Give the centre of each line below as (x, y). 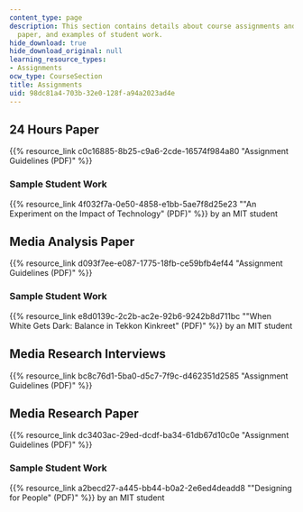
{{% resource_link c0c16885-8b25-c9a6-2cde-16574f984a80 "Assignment (149, 151)
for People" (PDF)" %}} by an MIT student (87, 498)
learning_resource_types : (58, 59)
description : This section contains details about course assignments (145, 26)
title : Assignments (46, 85)
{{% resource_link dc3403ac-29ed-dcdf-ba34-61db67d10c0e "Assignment (149, 435)
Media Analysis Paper (72, 242)
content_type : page (46, 18)
